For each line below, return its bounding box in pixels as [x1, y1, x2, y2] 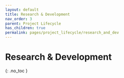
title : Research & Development [5, 12, 70, 17]
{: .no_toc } [5, 68, 28, 74]
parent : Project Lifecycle [5, 21, 61, 26]
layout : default [5, 7, 39, 12]
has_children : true [5, 26, 46, 31]
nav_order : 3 [5, 16, 32, 21]
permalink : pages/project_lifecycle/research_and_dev [5, 30, 120, 35]
